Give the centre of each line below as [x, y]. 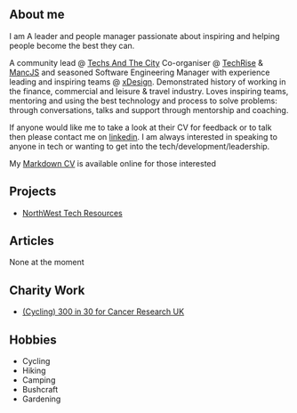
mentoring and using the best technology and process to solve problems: [144, 101]
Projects [33, 192]
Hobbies [33, 340]
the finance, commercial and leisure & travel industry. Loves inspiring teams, [149, 91]
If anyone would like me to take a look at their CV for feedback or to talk [140, 127]
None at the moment [47, 263]
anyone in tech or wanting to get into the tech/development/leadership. [140, 146]
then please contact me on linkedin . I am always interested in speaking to [144, 136]
